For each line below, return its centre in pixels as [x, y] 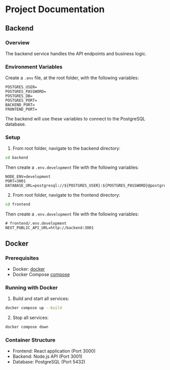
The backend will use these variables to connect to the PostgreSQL [75, 119]
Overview [17, 43]
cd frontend [18, 204]
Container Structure [30, 340]
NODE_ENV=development [28, 177]
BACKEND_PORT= [20, 105]
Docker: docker [29, 269]
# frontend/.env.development [36, 224]
